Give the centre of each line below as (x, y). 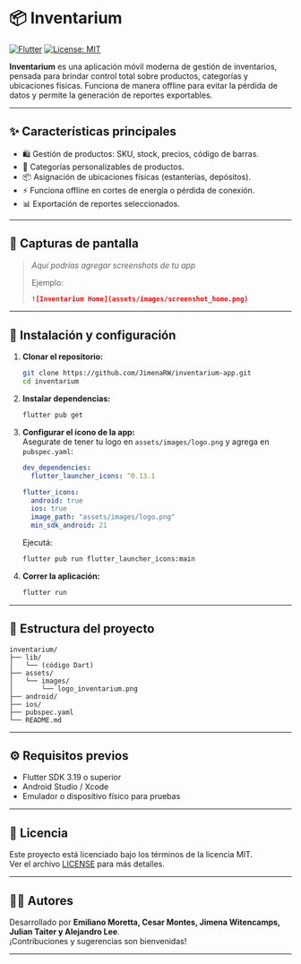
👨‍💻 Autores (41, 901)
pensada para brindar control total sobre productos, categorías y (129, 76)
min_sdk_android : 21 (69, 526)
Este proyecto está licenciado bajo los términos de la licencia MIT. (131, 855)
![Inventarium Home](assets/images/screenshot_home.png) (140, 299)
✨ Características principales (93, 132)
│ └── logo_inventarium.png (74, 689)
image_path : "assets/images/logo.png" (103, 517)
